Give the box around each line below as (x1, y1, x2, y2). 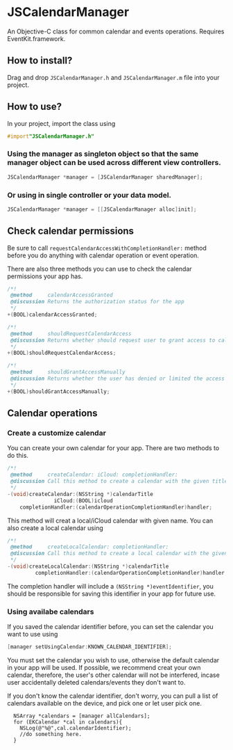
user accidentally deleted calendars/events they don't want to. (7, 678, 186, 686)
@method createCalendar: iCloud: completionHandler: (10, 471, 178, 479)
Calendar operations (7, 408, 98, 420)
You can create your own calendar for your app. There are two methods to (7, 444, 220, 452)
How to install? (7, 55, 73, 67)
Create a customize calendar (7, 429, 106, 438)
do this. (7, 452, 29, 460)
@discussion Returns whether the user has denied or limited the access (10, 375, 225, 383)
